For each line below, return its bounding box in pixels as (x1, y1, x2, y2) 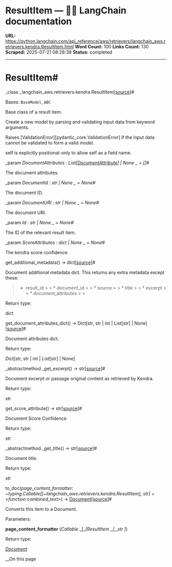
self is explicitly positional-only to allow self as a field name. (5, 149, 132, 156)
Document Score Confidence (5, 415, 67, 421)
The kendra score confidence (5, 249, 68, 255)
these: (5, 275, 19, 281)
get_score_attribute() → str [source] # (5, 405, 82, 411)
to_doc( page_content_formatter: (5, 485, 73, 491)
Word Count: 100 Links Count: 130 (75, 43, 149, 49)
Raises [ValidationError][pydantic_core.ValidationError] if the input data (5, 134, 155, 140)
